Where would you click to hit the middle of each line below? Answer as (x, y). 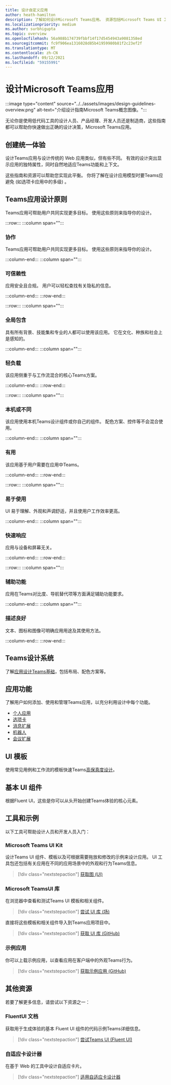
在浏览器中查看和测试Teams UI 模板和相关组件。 (56, 901)
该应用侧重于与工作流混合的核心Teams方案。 (52, 375)
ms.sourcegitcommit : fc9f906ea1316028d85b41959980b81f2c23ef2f (74, 43)
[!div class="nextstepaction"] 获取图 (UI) (60, 874)
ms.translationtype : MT (31, 48)
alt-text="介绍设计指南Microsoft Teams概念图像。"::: (92, 110)
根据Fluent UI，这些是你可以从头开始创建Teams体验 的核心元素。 (73, 801)
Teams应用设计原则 (36, 199)
